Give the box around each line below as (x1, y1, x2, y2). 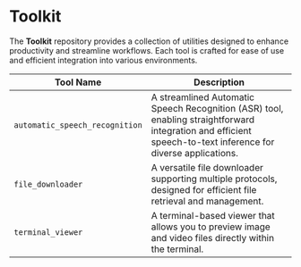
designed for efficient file (150, 183, 257, 196)
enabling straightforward (150, 113, 255, 126)
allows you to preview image (150, 221, 271, 233)
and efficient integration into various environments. (9, 54, 198, 65)
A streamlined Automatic (150, 91, 255, 104)
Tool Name (54, 76, 102, 88)
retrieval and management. (150, 195, 264, 207)
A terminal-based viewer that (150, 209, 275, 221)
